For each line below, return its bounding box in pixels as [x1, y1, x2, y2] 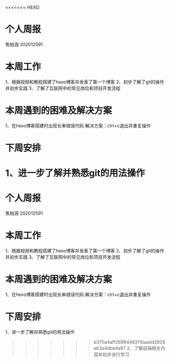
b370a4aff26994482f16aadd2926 [93, 339, 165, 345]
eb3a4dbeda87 [93, 345, 126, 351]
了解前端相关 [133, 345, 161, 351]
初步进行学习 [102, 351, 129, 357]
